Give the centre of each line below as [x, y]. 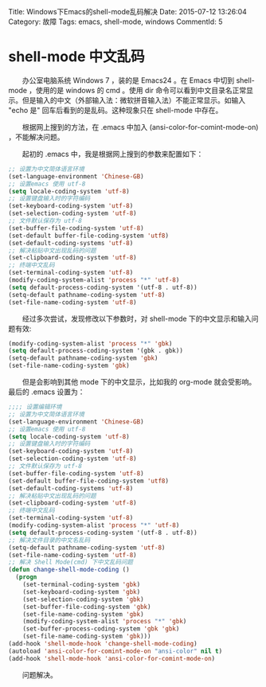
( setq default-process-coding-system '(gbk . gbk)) [96, 351]
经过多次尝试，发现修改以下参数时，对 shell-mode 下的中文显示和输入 [137, 318]
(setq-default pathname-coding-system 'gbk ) [83, 358]
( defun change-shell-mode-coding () [69, 570]
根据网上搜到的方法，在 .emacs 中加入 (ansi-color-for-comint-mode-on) [140, 127]
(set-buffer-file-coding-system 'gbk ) [87, 607]
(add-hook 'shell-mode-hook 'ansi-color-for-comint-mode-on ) [112, 658]
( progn [26, 577]
